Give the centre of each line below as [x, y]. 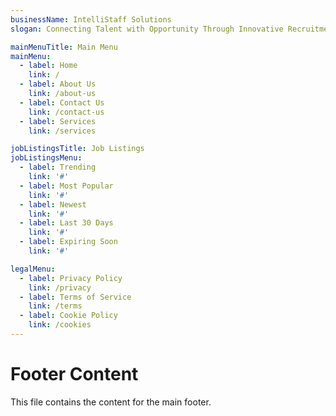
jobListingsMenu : [46, 158]
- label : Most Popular [66, 186]
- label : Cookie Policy [68, 316]
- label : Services [58, 121]
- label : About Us [58, 84]
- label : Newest [53, 204]
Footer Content [74, 374]
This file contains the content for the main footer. [111, 402]
